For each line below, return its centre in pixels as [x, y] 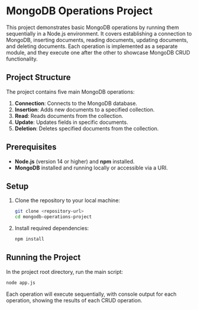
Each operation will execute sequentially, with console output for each [91, 294]
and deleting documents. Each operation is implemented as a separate [92, 46]
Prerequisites [31, 147]
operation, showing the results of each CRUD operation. [74, 300]
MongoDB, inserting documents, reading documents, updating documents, [97, 40]
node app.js [21, 283]
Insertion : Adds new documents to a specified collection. [85, 109]
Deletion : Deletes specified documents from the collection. [87, 128]
